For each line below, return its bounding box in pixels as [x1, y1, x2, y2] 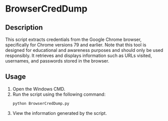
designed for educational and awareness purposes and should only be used [5, 47, 163, 53]
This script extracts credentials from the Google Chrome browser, [5, 36, 142, 42]
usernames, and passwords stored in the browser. [5, 58, 109, 64]
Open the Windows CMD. [12, 86, 66, 92]
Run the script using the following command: [12, 91, 106, 97]
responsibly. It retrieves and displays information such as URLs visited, [5, 52, 152, 58]
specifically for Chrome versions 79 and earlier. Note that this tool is [5, 42, 146, 48]
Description [5, 23, 43, 32]
